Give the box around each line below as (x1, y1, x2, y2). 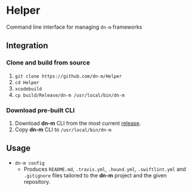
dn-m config (14, 160, 45, 166)
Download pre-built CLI (6, 106, 75, 114)
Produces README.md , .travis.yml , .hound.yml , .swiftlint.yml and (23, 165, 186, 172)
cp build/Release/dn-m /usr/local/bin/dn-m (14, 92, 125, 98)
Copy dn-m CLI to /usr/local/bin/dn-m (14, 126, 112, 133)
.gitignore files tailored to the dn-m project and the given (23, 171, 167, 179)
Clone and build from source (6, 58, 91, 67)
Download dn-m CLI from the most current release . (14, 119, 141, 127)
